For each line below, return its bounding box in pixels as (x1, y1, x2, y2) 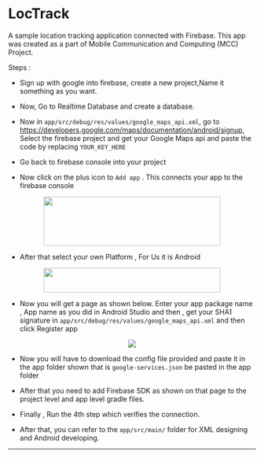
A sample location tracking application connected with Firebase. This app (8, 31, 246, 40)
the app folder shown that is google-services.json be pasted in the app (19, 362, 251, 371)
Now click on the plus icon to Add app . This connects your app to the (19, 172, 244, 182)
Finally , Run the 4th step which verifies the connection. (19, 409, 200, 419)
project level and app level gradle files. (19, 394, 145, 404)
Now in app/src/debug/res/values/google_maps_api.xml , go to (19, 116, 220, 126)
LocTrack (8, 5, 70, 23)
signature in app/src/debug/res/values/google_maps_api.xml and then (19, 316, 245, 325)
